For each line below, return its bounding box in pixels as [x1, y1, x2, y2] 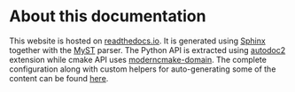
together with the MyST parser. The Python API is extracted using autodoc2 [9, 44, 286, 55]
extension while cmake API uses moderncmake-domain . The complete [9, 54, 268, 65]
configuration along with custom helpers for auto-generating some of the [9, 64, 276, 74]
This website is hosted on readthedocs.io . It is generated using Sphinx [9, 35, 266, 46]
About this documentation [9, 6, 206, 27]
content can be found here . [9, 73, 109, 83]
